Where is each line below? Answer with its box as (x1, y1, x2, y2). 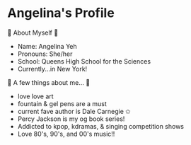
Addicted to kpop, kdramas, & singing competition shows (17, 122, 185, 130)
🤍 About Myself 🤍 (7, 28, 59, 37)
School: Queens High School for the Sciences (17, 57, 151, 65)
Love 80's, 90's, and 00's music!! (17, 129, 115, 138)
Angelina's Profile (7, 5, 115, 21)
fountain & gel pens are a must (17, 99, 108, 108)
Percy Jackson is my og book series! (17, 115, 125, 123)
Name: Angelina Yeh (17, 42, 78, 50)
